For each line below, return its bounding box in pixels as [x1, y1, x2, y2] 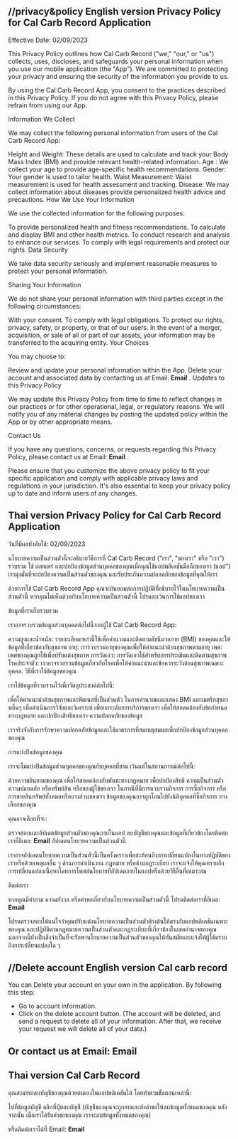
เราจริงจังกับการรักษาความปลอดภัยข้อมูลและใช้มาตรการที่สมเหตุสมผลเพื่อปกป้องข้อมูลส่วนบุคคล [8, 725, 229, 734]
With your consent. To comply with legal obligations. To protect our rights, [8, 316, 225, 324]
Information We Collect [8, 114, 75, 123]
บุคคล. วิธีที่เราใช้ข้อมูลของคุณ [8, 666, 76, 675]
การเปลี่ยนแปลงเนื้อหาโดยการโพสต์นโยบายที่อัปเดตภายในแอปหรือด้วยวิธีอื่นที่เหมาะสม [8, 867, 207, 875]
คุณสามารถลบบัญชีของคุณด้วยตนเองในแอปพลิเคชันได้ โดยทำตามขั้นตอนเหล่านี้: [8, 1088, 192, 1097]
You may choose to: [8, 352, 67, 360]
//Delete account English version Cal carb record [8, 962, 227, 974]
